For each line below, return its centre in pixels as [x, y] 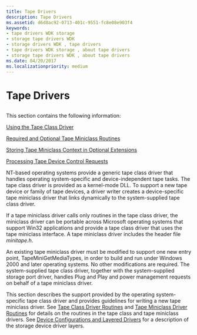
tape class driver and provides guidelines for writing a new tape [104, 300]
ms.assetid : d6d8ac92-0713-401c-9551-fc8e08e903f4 [69, 22]
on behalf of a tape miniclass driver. [49, 283]
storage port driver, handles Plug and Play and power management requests [98, 277]
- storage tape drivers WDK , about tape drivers [68, 55]
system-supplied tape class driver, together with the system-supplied [90, 270]
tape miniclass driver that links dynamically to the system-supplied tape [93, 197]
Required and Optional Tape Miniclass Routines [63, 138]
